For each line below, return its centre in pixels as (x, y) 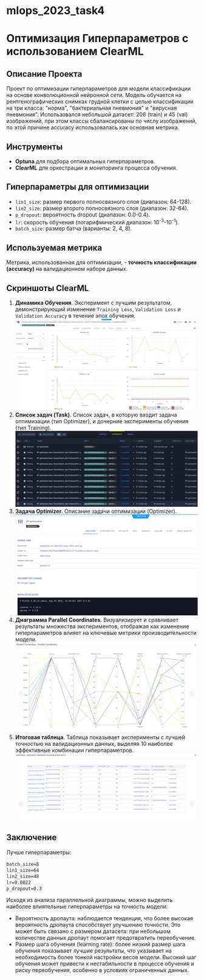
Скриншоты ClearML (48, 288)
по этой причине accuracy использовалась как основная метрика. (93, 127)
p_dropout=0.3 (24, 889)
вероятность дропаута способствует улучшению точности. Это (98, 925)
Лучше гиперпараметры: (39, 852)
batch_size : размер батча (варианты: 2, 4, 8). (73, 229)
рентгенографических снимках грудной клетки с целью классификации (100, 102)
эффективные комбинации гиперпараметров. (74, 750)
